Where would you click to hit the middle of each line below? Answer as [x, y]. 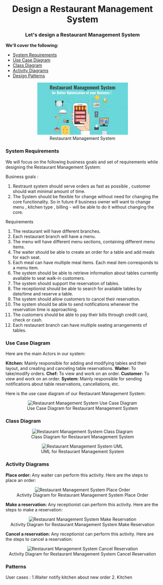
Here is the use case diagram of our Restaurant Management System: [76, 394]
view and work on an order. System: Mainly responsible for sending [74, 379]
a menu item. [26, 267]
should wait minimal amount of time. [49, 191]
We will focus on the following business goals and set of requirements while [82, 162]
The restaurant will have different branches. [57, 231]
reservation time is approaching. [45, 309]
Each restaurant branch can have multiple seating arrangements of [80, 325]
